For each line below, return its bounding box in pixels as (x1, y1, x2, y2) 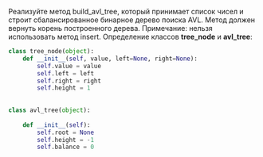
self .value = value (37, 62, 102, 70)
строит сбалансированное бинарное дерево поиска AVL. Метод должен (8, 15, 256, 25)
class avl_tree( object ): (8, 106, 91, 114)
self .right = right (37, 77, 102, 85)
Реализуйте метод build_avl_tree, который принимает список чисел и (8, 7, 245, 16)
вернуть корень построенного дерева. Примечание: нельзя (8, 24, 213, 33)
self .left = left (37, 69, 94, 78)
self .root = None (37, 128, 94, 136)
